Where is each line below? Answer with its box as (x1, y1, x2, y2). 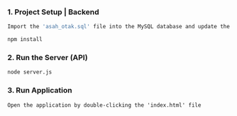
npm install (7, 36, 43, 43)
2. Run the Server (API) (7, 52, 88, 62)
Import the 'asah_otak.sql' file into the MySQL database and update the (7, 23, 231, 30)
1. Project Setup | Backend (7, 7, 99, 17)
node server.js (7, 69, 53, 76)
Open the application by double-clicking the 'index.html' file (7, 101, 202, 109)
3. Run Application (7, 86, 72, 95)
